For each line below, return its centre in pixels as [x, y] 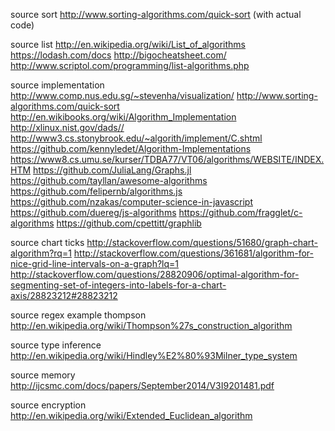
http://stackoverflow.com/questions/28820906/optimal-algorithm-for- [155, 274]
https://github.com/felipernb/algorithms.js [96, 191]
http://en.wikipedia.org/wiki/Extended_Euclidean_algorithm [131, 415]
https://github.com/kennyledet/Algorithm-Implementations [131, 148]
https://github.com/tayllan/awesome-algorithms [109, 180]
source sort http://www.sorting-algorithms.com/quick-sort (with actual [156, 14]
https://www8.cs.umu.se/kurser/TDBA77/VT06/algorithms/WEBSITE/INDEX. [167, 159]
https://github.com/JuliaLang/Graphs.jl [112, 170]
